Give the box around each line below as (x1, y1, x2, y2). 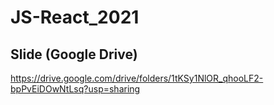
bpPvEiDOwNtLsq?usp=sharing (10, 83, 141, 95)
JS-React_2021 (10, 6, 140, 29)
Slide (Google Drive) (10, 46, 138, 63)
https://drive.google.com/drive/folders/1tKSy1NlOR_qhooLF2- (10, 72, 264, 84)
